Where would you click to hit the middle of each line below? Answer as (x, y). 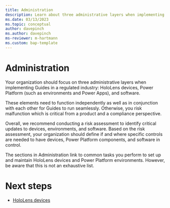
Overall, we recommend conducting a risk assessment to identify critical (81, 123)
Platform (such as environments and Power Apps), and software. (73, 93)
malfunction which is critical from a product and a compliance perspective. (83, 113)
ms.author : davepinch (28, 33)
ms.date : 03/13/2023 (27, 19)
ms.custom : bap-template (31, 43)
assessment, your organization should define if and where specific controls (84, 134)
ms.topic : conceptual (28, 24)
